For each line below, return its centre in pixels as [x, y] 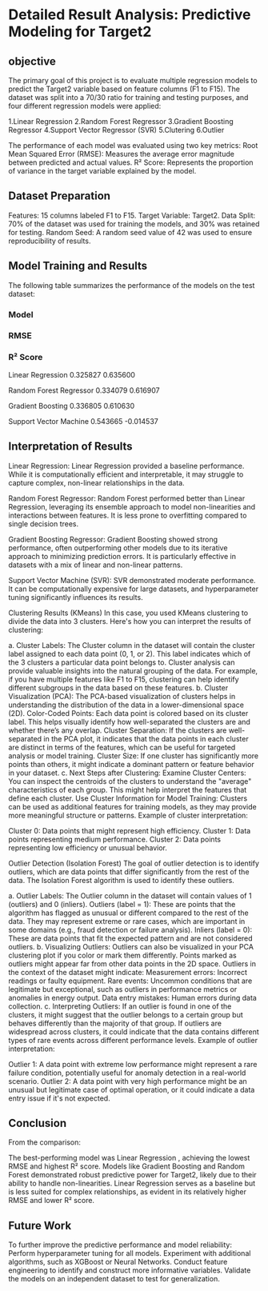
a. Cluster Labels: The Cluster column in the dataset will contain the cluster [132, 645]
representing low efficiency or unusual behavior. [88, 847]
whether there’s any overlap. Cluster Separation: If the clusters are [118, 730]
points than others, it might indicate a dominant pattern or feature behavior [131, 764]
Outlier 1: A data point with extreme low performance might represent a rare [133, 1064]
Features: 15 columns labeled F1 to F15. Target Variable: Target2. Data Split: [132, 215]
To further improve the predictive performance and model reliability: [120, 1245]
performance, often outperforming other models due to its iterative [118, 548]
